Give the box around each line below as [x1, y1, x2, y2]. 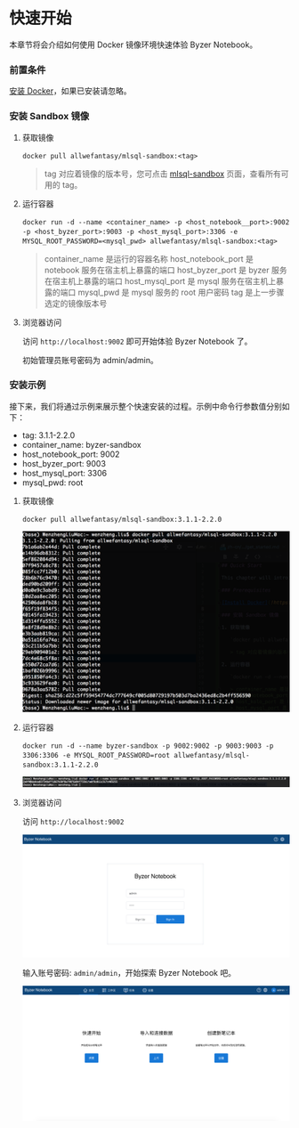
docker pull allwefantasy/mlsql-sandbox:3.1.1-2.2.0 [21, 515, 222, 523]
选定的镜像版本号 [44, 297, 108, 308]
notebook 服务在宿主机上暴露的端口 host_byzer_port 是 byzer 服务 [44, 264, 287, 275]
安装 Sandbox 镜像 [9, 110, 90, 123]
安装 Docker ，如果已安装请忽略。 [9, 85, 132, 96]
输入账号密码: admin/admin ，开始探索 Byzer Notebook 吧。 [21, 968, 236, 978]
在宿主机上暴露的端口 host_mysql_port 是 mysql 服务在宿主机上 [44, 275, 277, 286]
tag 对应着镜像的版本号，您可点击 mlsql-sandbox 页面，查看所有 [44, 168, 282, 179]
